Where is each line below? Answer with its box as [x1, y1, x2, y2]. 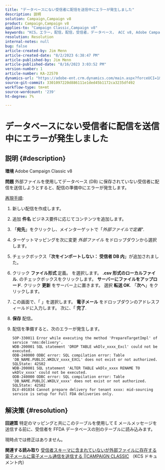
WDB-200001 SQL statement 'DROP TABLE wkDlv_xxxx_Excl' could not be [12, 344, 158, 349]
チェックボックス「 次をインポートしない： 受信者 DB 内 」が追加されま [12, 253, 155, 259]
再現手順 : [5, 195, 24, 201]
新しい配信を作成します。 [12, 206, 64, 212]
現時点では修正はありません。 [5, 437, 65, 442]
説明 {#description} [5, 154, 66, 163]
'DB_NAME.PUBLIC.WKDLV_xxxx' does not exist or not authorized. [12, 379, 147, 384]
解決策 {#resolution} [5, 406, 68, 415]
